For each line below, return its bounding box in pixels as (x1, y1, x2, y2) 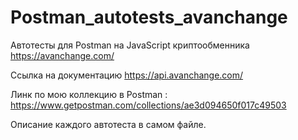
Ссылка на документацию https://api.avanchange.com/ (10, 69, 244, 81)
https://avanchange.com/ (10, 49, 115, 61)
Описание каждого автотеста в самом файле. (10, 118, 207, 130)
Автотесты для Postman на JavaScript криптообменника (10, 39, 250, 51)
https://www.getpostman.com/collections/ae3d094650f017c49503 (10, 99, 287, 111)
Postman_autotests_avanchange (10, 6, 288, 29)
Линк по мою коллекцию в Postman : (10, 88, 168, 100)
